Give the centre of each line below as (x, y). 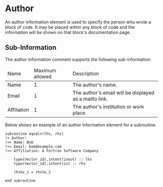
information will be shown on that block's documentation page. (68, 32)
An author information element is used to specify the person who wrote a (78, 22)
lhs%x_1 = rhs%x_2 (32, 172)
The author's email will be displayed (113, 93)
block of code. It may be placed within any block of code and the (70, 27)
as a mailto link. (90, 99)
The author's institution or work (108, 107)
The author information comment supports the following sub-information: (78, 59)
